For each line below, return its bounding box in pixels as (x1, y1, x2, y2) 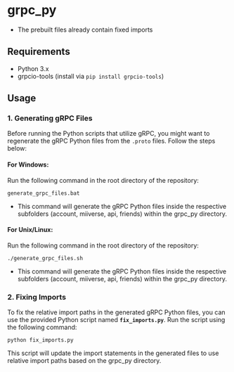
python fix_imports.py (7, 337, 74, 344)
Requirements (7, 46, 70, 58)
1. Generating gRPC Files (7, 113, 93, 123)
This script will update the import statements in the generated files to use (7, 349, 219, 357)
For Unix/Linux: (7, 226, 53, 234)
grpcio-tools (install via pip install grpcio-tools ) (17, 72, 164, 80)
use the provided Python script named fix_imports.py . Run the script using (7, 316, 226, 324)
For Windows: (7, 160, 49, 169)
